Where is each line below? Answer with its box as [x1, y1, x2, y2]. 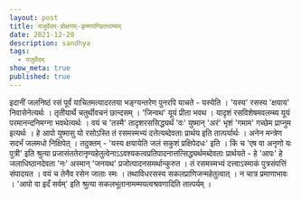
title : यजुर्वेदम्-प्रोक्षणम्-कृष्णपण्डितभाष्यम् [9, 22, 122, 31]
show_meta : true [9, 64, 71, 73]
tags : [9, 47, 30, 56]
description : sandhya [9, 38, 91, 48]
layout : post [9, 13, 59, 23]
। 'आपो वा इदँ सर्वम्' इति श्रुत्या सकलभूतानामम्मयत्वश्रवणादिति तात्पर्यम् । [9, 178, 212, 189]
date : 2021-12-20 [9, 30, 75, 39]
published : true [9, 72, 71, 81]
